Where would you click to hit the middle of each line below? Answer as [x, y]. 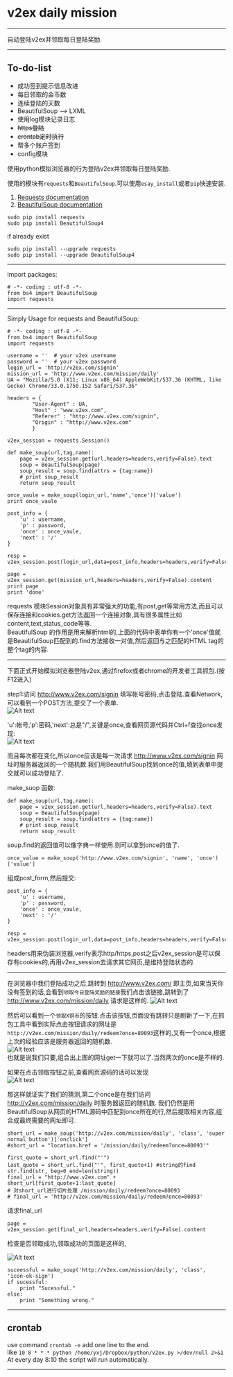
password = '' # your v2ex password [62, 361]
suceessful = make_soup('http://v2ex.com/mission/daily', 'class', [107, 1270]
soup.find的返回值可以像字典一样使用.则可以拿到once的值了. [93, 845]
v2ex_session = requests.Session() [59, 441]
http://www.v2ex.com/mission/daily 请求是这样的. [78, 1000]
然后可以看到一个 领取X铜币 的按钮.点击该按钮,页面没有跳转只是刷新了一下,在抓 [116, 1015]
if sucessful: [28, 1282]
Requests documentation [53, 197]
